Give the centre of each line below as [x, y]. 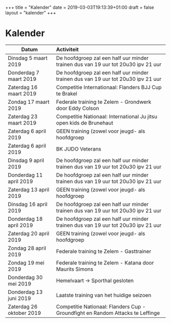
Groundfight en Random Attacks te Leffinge [108, 313]
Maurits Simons [75, 269]
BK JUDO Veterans [79, 149]
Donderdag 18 [25, 219]
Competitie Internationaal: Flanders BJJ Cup [109, 87]
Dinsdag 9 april [26, 160]
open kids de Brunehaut [84, 123]
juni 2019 [20, 298]
